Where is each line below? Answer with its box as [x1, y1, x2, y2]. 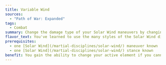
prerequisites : [5, 39, 37, 44]
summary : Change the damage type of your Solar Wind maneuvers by [5, 30, 145, 35]
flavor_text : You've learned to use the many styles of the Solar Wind [5, 35, 156, 40]
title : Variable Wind [5, 7, 50, 12]
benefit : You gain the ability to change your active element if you [5, 52, 152, 58]
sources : [5, 12, 23, 17]
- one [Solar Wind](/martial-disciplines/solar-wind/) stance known [9, 48, 154, 53]
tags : [5, 21, 16, 26]
